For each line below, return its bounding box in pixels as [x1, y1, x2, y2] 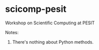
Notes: [5, 29, 19, 35]
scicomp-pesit [5, 3, 67, 15]
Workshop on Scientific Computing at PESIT [5, 20, 95, 26]
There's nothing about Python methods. [12, 39, 94, 45]
